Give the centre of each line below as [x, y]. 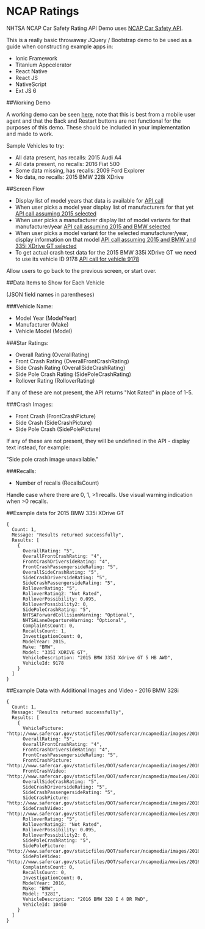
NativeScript [31, 84]
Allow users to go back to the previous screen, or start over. [81, 270]
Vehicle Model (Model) [44, 331]
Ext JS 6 [26, 90]
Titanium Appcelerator [43, 65]
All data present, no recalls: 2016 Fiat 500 [67, 164]
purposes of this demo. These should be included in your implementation [98, 127]
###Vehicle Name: [30, 306]
